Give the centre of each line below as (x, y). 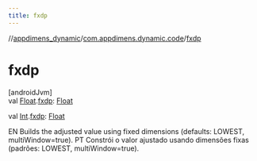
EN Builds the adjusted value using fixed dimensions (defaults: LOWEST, (127, 131)
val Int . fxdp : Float (36, 116)
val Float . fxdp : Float (40, 101)
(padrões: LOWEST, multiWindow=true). (74, 148)
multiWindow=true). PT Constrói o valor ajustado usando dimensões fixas (129, 140)
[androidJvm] (31, 92)
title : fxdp (28, 15)
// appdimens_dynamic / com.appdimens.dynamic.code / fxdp (105, 38)
